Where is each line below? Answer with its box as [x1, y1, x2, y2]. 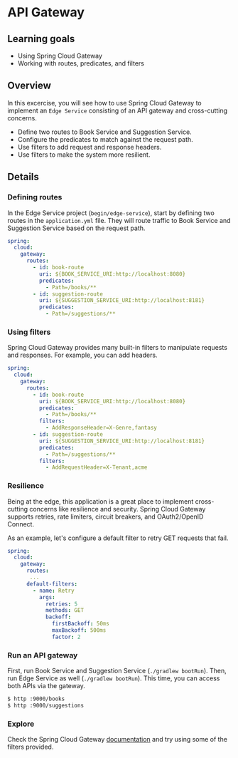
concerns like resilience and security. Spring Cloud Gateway [29, 504, 206, 513]
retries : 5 [45, 600, 78, 608]
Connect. [7, 519, 34, 528]
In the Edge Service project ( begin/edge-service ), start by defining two [7, 208, 215, 217]
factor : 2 [52, 633, 81, 640]
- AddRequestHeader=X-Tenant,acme [45, 464, 148, 471]
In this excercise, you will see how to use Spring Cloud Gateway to [7, 98, 202, 107]
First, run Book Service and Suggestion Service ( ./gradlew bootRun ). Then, [7, 667, 227, 675]
